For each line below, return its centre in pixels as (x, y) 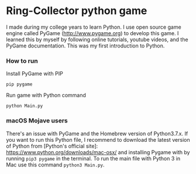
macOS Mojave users (37, 121)
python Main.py (25, 106)
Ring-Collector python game (77, 11)
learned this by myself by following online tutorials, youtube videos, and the (97, 39)
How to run (22, 61)
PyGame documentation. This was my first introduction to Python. (85, 46)
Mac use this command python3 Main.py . (55, 165)
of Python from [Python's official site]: (52, 146)
